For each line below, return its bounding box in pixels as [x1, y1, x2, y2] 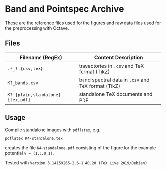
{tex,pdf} [7, 97, 31, 102]
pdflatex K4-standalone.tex [5, 136, 63, 141]
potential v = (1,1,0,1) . [5, 150, 54, 156]
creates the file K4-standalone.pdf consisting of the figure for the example [5, 145, 156, 151]
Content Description [94, 54, 143, 61]
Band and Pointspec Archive [5, 3, 124, 15]
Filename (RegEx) [19, 54, 62, 61]
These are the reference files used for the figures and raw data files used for [5, 20, 161, 26]
